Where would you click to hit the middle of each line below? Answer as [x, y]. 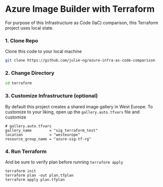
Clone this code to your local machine [44, 51]
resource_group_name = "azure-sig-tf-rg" [48, 139]
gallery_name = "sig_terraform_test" [51, 130]
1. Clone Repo [22, 40]
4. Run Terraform [26, 151]
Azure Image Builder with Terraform [80, 9]
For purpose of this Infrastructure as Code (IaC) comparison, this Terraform [82, 23]
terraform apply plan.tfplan [35, 180]
